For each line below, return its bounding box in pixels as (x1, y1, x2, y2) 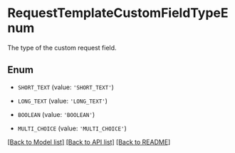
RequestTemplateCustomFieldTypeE (7, 5, 229, 21)
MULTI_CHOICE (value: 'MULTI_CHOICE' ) (17, 124, 127, 132)
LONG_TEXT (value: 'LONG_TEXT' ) (17, 96, 108, 105)
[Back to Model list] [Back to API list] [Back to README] (7, 137, 171, 146)
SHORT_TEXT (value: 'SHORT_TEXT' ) (17, 83, 114, 91)
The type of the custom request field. (7, 43, 117, 52)
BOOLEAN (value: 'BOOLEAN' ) (17, 110, 95, 118)
